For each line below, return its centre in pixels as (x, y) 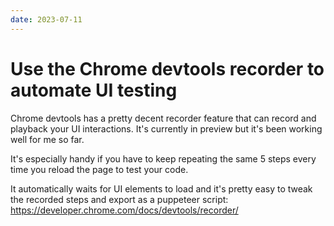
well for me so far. (47, 139)
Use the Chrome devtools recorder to (167, 68)
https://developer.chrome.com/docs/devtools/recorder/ (124, 210)
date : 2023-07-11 (46, 19)
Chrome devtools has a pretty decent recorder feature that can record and (163, 118)
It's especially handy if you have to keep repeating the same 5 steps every (163, 158)
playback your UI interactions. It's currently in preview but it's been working (166, 128)
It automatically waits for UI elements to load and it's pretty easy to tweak (161, 188)
